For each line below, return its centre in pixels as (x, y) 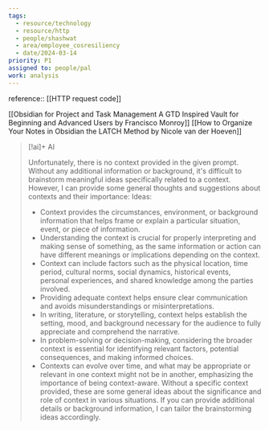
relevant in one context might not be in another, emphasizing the (147, 374)
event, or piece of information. (90, 229)
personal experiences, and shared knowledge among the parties (147, 280)
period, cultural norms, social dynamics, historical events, (135, 272)
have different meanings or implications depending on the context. (150, 255)
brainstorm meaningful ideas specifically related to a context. (129, 179)
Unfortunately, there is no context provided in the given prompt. (133, 162)
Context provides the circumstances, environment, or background (149, 212)
